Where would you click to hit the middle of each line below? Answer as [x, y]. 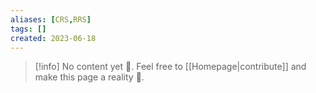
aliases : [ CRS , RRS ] [51, 19]
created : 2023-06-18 [53, 38]
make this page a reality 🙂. [89, 77]
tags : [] [28, 29]
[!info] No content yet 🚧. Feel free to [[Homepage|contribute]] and [170, 67]
